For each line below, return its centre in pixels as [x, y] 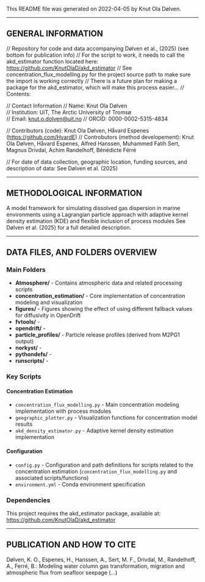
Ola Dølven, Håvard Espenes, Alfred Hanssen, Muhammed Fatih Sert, [93, 144]
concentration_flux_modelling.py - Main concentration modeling [97, 405]
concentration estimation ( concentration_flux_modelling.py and [96, 471]
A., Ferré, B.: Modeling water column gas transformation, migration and [95, 566]
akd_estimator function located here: [52, 61]
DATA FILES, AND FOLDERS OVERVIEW [82, 253]
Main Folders [26, 269]
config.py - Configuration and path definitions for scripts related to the [104, 465]
